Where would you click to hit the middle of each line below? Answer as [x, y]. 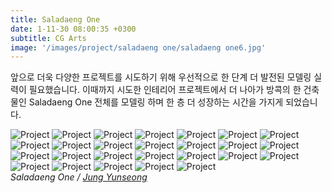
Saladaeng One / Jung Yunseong [79, 177]
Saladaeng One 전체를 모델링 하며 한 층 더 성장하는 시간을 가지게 [156, 102]
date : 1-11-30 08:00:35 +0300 [73, 29]
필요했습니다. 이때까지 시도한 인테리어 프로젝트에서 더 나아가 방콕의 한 [165, 90]
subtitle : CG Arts [48, 38]
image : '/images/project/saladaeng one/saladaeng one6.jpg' [138, 47]
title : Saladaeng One [55, 19]
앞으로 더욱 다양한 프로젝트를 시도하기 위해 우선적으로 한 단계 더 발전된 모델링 [161, 77]
